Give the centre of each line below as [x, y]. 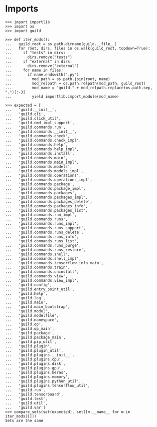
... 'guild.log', [25, 298]
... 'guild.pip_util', [31, 342]
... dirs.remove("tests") [39, 57]
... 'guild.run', [25, 390]
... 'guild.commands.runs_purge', [43, 245]
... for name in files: [34, 70]
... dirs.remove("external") [42, 66]
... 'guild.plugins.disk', [35, 363]
